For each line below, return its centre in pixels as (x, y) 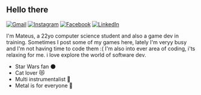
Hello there (27, 10)
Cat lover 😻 (30, 73)
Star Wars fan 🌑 (35, 66)
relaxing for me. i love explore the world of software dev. (76, 55)
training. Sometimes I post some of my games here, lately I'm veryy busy (97, 42)
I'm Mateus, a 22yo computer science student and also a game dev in (93, 36)
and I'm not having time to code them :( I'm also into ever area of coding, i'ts (101, 48)
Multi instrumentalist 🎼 (43, 79)
